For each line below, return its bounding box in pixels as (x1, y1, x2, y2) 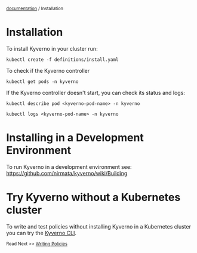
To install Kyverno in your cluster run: (6, 45, 98, 52)
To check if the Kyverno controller (6, 67, 90, 74)
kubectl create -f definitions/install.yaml (6, 57, 119, 63)
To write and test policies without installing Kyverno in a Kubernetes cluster (6, 223, 191, 230)
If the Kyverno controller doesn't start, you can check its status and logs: (6, 89, 185, 96)
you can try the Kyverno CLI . (6, 229, 76, 236)
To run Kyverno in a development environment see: (6, 163, 132, 170)
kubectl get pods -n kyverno (6, 78, 79, 85)
